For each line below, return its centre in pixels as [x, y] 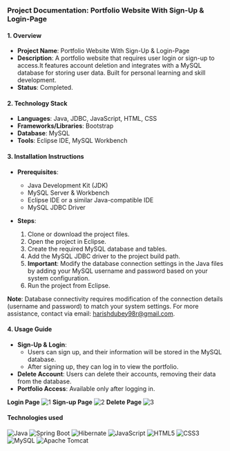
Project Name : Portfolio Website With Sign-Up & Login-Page [103, 51]
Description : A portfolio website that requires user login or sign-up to [116, 58]
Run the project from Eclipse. [69, 285]
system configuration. [58, 278]
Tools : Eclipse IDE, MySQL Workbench [72, 141]
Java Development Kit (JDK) [68, 185]
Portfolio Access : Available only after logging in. [86, 388]
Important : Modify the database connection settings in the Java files [125, 263]
